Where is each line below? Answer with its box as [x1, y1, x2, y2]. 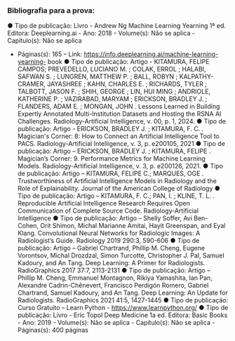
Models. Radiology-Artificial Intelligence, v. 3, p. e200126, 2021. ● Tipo [17, 162, 223, 170]
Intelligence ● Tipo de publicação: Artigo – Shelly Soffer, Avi [17, 214, 193, 222]
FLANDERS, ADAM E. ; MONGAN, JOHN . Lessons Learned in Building [17, 102, 220, 111]
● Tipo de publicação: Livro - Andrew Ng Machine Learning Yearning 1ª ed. [7, 22, 226, 30]
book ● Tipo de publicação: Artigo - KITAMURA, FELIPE [47, 58, 210, 66]
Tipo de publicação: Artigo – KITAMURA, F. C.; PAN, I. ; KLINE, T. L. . [17, 192, 215, 200]
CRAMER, [17, 80, 46, 88]
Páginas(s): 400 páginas [17, 326, 89, 335]
